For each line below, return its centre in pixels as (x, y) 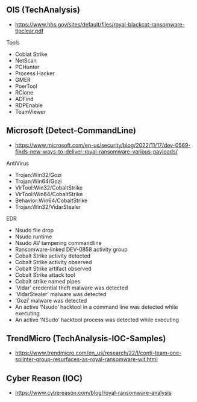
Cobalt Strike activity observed (53, 262)
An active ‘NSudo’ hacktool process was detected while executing (97, 320)
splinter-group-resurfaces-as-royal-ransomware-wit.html (86, 359)
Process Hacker (35, 73)
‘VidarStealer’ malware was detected (61, 294)
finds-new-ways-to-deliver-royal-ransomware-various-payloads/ (96, 151)
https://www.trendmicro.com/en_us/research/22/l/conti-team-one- (98, 353)
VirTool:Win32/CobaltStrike (49, 187)
